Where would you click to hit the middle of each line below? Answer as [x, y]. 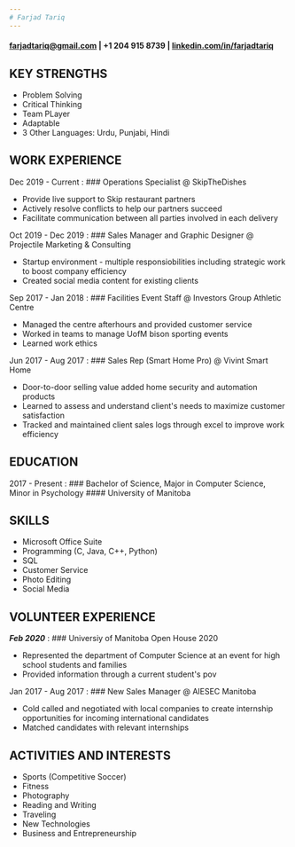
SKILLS [30, 521]
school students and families [74, 665]
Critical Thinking [52, 105]
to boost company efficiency [74, 271]
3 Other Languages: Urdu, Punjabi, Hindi [96, 133]
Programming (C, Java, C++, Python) [89, 552]
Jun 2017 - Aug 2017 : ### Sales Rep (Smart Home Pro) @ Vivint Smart [139, 360]
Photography [46, 796]
